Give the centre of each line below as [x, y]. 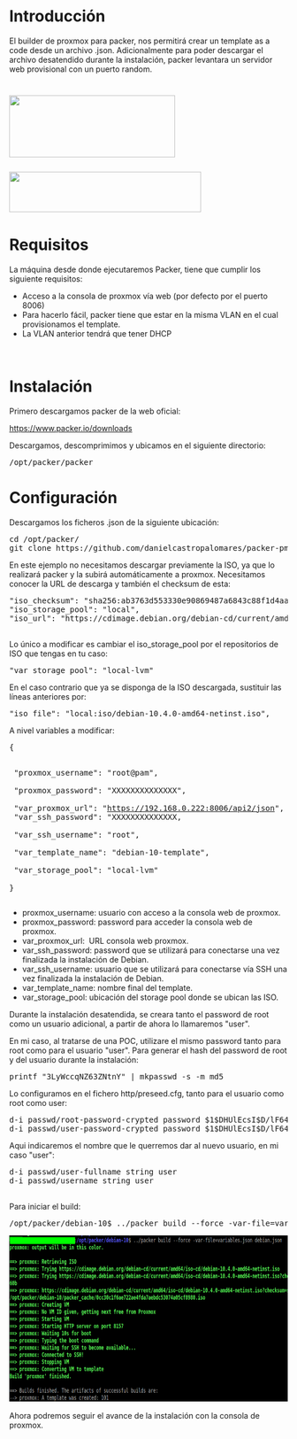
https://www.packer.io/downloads [71, 428]
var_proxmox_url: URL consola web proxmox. [105, 940]
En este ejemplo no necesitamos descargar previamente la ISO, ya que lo [142, 565]
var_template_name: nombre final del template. [107, 987]
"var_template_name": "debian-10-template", [112, 852]
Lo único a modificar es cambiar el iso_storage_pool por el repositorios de [144, 644]
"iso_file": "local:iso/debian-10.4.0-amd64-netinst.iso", [140, 713]
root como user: [38, 1102]
